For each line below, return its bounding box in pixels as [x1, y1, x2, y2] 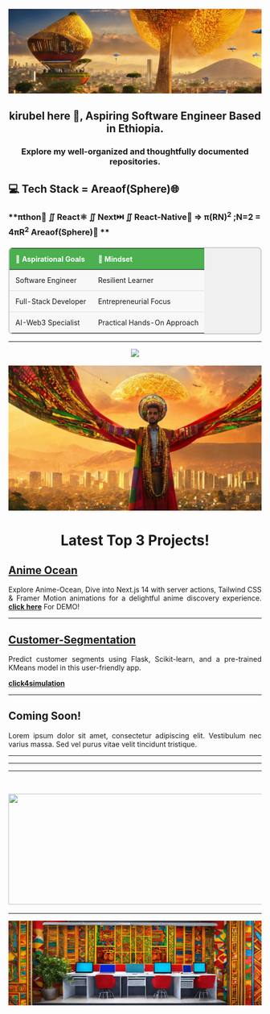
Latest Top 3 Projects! [60, 531, 210, 550]
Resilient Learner [97, 276, 154, 285]
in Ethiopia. [105, 122, 164, 135]
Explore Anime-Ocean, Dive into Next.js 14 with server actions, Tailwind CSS [8, 585, 262, 595]
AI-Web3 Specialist [15, 318, 80, 327]
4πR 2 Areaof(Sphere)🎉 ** [8, 225, 110, 238]
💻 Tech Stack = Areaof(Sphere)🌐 [8, 182, 179, 196]
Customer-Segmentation [8, 633, 137, 646]
